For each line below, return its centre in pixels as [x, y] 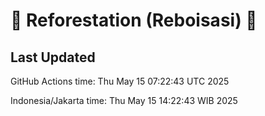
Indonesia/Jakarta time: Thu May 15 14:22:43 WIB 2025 [124, 100]
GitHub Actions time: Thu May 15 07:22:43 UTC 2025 [120, 81]
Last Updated [53, 57]
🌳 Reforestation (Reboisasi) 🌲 [134, 20]
